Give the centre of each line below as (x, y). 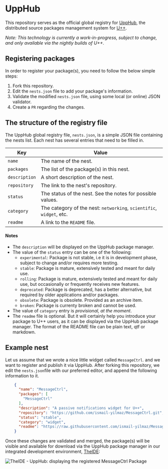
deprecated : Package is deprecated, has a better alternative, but (85, 289)
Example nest (27, 348)
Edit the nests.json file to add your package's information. (72, 91)
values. (49, 200)
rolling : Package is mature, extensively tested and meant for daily (88, 279)
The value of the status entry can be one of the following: (72, 252)
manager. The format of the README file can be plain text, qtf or (79, 326)
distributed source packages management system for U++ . (66, 28)
